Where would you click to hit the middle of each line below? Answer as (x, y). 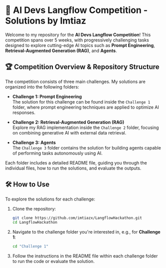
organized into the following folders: (42, 86)
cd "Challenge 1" (30, 246)
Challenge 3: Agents (34, 142)
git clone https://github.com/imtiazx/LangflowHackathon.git (77, 218)
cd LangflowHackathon (35, 222)
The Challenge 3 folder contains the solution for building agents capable (86, 147)
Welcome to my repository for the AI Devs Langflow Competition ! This (78, 34)
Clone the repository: (34, 208)
